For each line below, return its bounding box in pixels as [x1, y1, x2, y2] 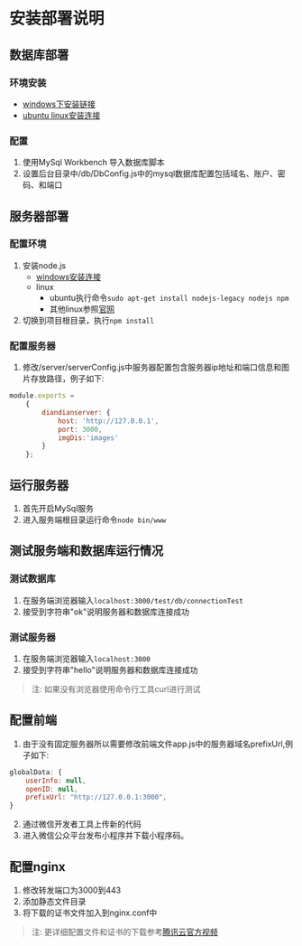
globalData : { [9, 767, 63, 777]
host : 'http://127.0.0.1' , [57, 417, 160, 426]
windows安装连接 [35, 271, 102, 282]
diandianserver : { [41, 407, 111, 417]
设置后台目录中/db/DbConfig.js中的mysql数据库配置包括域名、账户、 [22, 168, 278, 179]
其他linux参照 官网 [49, 304, 115, 314]
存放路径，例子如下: [30, 373, 105, 384]
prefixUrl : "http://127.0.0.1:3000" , [25, 792, 168, 802]
